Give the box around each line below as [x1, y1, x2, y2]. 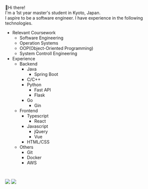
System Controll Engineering [19, 50, 77, 56]
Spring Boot [34, 71, 58, 77]
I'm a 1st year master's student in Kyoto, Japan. [5, 10, 101, 16]
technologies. [5, 20, 33, 26]
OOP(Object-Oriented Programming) [19, 46, 94, 51]
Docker [26, 155, 42, 160]
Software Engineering [19, 35, 64, 41]
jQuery [34, 129, 48, 134]
